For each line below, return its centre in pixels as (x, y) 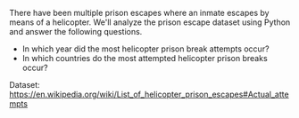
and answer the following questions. (76, 31)
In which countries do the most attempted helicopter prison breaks (145, 58)
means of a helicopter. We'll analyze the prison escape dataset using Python (150, 22)
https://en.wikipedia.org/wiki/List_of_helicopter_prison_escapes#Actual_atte (149, 94)
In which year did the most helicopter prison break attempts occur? (145, 49)
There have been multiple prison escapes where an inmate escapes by (139, 13)
